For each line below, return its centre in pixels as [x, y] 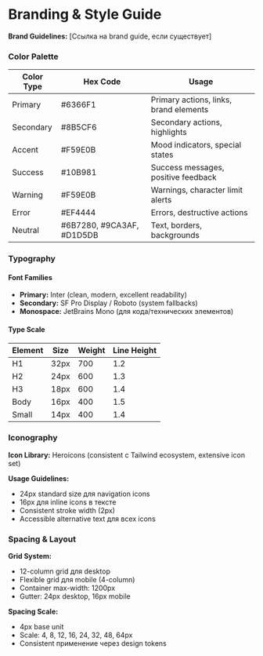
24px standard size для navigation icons [85, 494]
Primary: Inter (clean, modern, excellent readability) [103, 295]
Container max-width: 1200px [67, 588]
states [162, 155]
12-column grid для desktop [65, 571]
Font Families [31, 277]
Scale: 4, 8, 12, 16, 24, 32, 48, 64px [76, 635]
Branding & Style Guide [85, 15]
